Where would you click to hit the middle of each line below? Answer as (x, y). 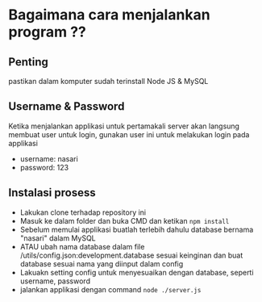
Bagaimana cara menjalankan (110, 15)
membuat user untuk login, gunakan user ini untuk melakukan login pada (129, 134)
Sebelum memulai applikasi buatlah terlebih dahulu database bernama (137, 229)
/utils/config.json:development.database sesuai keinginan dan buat (131, 255)
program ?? (48, 32)
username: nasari (49, 158)
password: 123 (44, 167)
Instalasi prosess (52, 193)
